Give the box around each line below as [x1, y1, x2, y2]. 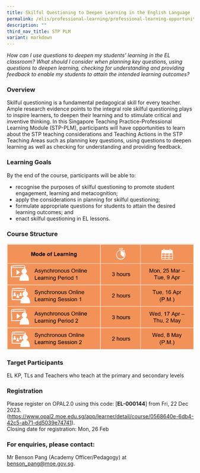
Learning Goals [7, 158, 52, 167]
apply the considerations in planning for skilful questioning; [15, 196, 160, 203]
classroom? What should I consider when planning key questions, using [7, 58, 183, 65]
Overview [7, 86, 36, 94]
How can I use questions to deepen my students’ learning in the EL [7, 52, 171, 59]
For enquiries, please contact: [7, 440, 95, 449]
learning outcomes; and [15, 208, 74, 215]
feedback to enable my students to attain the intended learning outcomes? [7, 71, 190, 78]
